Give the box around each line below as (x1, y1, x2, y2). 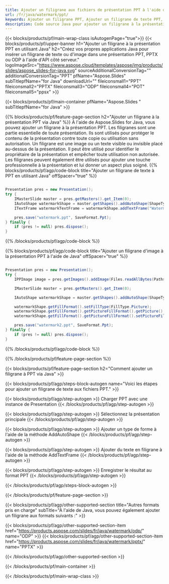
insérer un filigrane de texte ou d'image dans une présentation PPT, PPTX (5, 51, 158, 58)
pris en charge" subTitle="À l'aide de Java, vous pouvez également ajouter (5, 507, 160, 513)
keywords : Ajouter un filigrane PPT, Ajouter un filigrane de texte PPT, (5, 17, 163, 22)
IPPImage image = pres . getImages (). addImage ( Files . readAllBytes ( (14, 277, 154, 282)
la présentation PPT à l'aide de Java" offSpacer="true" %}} (5, 253, 128, 259)
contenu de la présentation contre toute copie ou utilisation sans (5, 135, 139, 141)
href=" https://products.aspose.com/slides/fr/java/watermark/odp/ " (5, 527, 144, 534)
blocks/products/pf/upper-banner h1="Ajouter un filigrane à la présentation (5, 41, 161, 47)
